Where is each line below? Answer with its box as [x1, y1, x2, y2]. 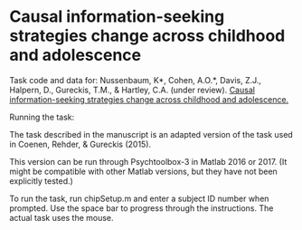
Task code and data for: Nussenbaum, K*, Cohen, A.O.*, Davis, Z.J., [9, 74, 262, 85]
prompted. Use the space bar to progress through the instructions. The [9, 202, 274, 214]
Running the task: [9, 111, 75, 122]
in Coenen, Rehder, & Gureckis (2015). [9, 139, 152, 149]
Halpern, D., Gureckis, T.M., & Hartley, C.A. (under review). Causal [9, 84, 256, 95]
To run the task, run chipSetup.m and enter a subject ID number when [9, 193, 269, 204]
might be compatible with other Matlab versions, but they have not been [9, 166, 278, 177]
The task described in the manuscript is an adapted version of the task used [9, 129, 294, 139]
